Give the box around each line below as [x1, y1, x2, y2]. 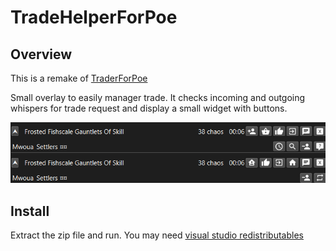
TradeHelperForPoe [10, 6, 178, 29]
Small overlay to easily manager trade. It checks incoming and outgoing [10, 92, 306, 103]
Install [10, 202, 50, 220]
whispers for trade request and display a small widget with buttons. [10, 102, 288, 114]
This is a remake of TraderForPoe [10, 72, 148, 84]
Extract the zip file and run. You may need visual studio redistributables [10, 229, 304, 241]
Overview [10, 46, 73, 63]
